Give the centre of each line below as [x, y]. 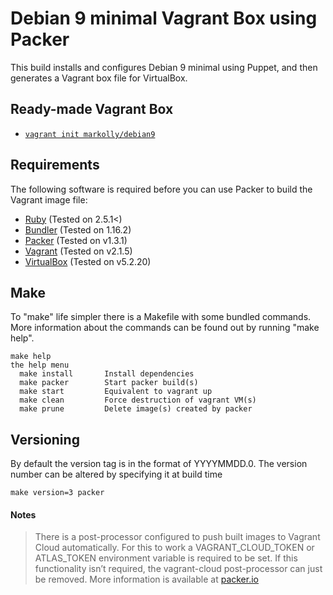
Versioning [45, 439]
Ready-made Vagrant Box [92, 109]
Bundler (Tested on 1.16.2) [78, 229]
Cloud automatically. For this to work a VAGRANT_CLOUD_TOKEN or [174, 548]
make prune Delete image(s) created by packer [136, 409]
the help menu [40, 365]
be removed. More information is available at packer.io [146, 579]
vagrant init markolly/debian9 [90, 134]
